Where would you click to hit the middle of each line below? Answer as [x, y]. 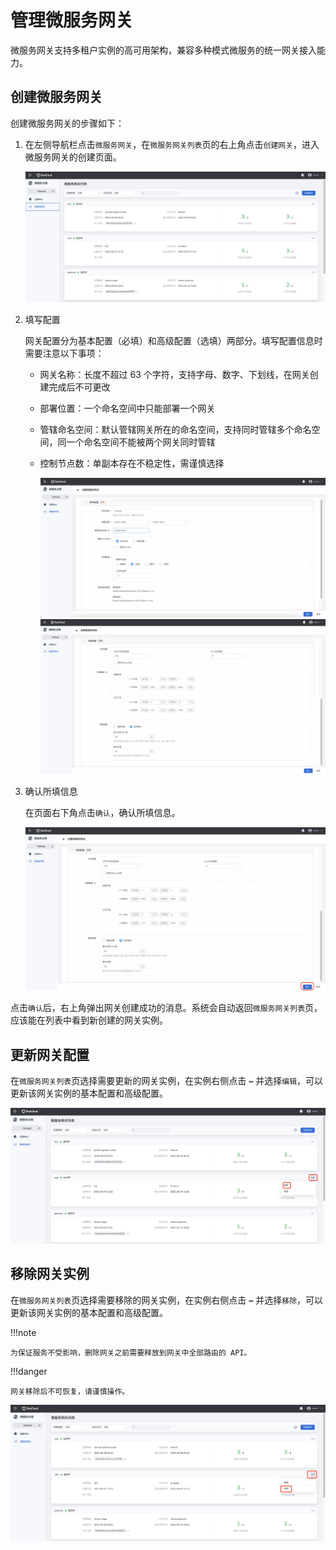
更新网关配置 [50, 1054]
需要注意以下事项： [64, 353]
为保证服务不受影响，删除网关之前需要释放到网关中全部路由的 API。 [131, 1352]
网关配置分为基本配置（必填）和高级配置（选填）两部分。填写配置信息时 [173, 340]
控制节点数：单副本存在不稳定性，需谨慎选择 [132, 463]
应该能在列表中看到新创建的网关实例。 [89, 1020]
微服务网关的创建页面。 [73, 157]
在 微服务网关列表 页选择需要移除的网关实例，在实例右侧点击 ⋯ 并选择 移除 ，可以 [167, 1300]
